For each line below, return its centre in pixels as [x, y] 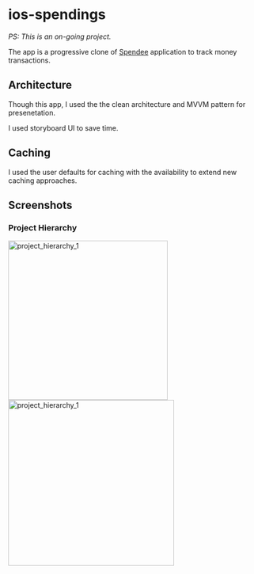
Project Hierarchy [43, 227]
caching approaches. [43, 181]
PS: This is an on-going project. [60, 36]
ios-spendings [57, 15]
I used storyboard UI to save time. [63, 127]
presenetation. [32, 112]
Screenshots [40, 205]
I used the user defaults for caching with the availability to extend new [123, 172]
